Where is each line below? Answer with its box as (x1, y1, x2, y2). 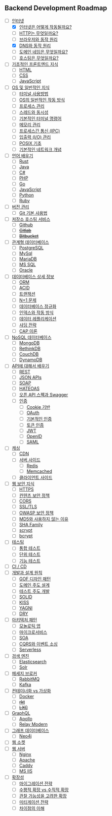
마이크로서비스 (19, 629, 47, 635)
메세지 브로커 (11, 670, 37, 676)
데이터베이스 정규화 (19, 303, 57, 309)
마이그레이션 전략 (19, 780, 53, 786)
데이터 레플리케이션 (19, 315, 57, 321)
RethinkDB (19, 346, 41, 352)
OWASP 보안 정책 (19, 510, 54, 515)
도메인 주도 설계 (19, 582, 50, 588)
